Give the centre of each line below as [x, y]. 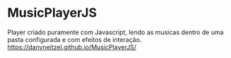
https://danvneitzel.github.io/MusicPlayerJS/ [72, 47]
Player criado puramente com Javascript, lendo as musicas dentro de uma [115, 32]
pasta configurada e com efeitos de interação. [75, 39]
